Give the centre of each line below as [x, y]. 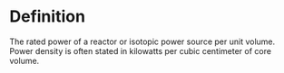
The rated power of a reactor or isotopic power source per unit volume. [142, 41]
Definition [48, 17]
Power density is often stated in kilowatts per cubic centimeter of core [141, 50]
